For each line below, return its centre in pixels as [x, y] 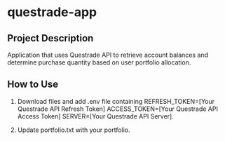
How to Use [33, 85]
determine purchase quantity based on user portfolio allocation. [99, 62]
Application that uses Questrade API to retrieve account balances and [108, 55]
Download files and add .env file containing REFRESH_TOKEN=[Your [116, 101]
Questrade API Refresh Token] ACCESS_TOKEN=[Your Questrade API [118, 109]
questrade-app [52, 12]
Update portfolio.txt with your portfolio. [74, 130]
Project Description [50, 38]
